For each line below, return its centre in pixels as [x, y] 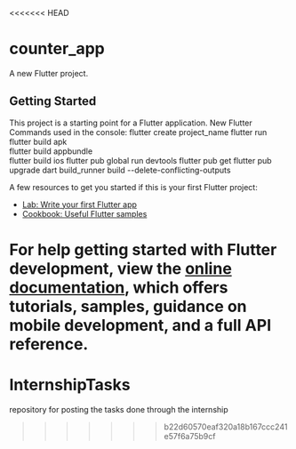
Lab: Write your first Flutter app [80, 204]
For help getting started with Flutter [143, 249]
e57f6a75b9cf [190, 436]
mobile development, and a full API [140, 325]
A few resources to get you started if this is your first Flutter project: [133, 187]
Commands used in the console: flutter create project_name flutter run [138, 132]
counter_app [57, 49]
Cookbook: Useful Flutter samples [84, 213]
